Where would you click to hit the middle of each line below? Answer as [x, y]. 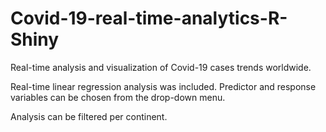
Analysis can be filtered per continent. [89, 116]
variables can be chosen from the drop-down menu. [118, 97]
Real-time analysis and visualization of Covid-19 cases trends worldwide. [161, 67]
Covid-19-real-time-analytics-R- [149, 18]
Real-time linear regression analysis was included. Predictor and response [163, 86]
